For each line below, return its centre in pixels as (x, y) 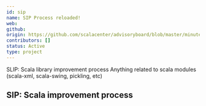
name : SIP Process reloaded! (44, 18)
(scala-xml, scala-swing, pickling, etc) (55, 76)
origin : (16, 35)
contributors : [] (29, 40)
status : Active (26, 47)
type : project (25, 52)
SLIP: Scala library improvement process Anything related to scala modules (101, 69)
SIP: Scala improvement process (70, 95)
